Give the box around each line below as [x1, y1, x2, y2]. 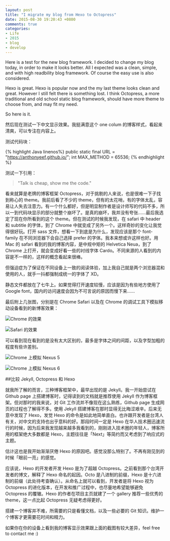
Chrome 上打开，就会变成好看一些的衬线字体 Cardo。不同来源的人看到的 [5, 247, 157, 253]
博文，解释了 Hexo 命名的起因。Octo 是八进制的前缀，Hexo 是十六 [18, 472, 157, 478]
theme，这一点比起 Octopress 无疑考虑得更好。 [5, 497, 105, 503]
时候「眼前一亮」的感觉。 [5, 454, 59, 460]
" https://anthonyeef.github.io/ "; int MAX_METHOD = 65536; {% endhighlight [5, 154, 164, 160]
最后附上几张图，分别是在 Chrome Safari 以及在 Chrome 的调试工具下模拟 [5, 298, 159, 304]
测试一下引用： [5, 170, 36, 176]
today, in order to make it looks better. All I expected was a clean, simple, [5, 64, 157, 70]
